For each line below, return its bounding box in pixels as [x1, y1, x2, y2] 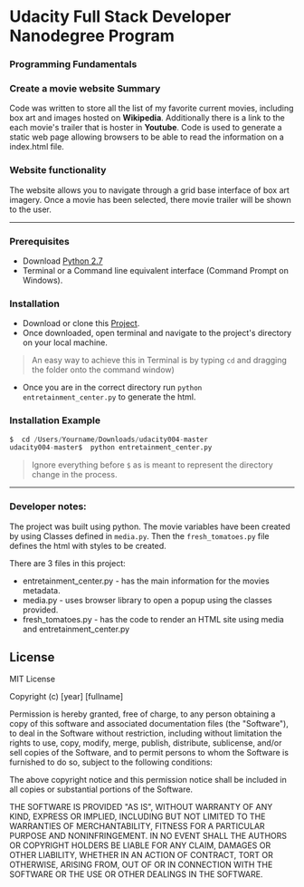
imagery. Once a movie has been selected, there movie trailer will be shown [9, 194, 291, 205]
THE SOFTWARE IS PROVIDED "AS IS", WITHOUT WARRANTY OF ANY [9, 802, 273, 813]
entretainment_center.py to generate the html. [22, 391, 196, 402]
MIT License [9, 673, 56, 685]
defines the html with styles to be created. [9, 540, 167, 551]
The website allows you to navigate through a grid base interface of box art [9, 184, 290, 196]
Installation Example [9, 414, 101, 427]
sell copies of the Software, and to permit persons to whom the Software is [9, 747, 290, 758]
